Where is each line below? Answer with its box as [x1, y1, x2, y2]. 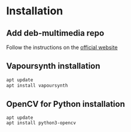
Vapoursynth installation [6, 61, 100, 71]
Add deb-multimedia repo [6, 28, 105, 38]
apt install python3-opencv [6, 120, 77, 126]
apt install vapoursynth [6, 82, 68, 88]
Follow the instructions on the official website [6, 44, 118, 51]
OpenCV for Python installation [6, 99, 126, 109]
